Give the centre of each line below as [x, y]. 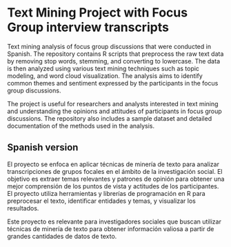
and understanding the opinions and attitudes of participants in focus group [114, 111]
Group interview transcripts [88, 27]
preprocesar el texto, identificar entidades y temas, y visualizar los [102, 201]
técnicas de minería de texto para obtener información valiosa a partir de [111, 228]
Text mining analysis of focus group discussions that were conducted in [109, 46]
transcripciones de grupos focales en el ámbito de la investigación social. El [115, 171]
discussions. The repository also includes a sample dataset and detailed [110, 118]
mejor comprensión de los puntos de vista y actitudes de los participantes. [113, 186]
